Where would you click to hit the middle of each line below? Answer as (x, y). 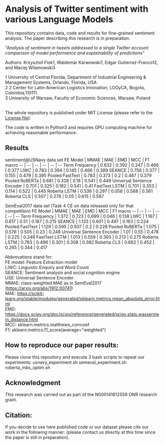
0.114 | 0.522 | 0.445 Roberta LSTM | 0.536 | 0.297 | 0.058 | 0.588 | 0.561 (79, 191)
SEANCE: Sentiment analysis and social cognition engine (63, 272)
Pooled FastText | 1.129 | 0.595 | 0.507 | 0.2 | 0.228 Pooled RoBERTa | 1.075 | (82, 226)
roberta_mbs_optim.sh (28, 367)
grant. (11, 400)
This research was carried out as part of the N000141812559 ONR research (81, 395)
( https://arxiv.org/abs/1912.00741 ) (39, 288)
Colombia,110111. (22, 93)
